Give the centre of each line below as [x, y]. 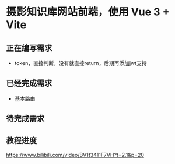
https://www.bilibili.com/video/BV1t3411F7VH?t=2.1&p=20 [75, 155]
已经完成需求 [29, 83]
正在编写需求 [29, 48]
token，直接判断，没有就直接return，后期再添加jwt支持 [80, 63]
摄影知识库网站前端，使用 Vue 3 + [88, 12]
